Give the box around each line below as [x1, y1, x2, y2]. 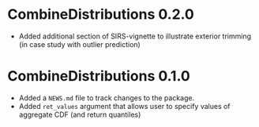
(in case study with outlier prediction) [18, 39, 141, 49]
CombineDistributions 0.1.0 [7, 67, 190, 85]
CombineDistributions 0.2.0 [7, 5, 194, 24]
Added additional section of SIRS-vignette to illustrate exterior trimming [18, 31, 252, 41]
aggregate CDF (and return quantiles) [18, 110, 141, 119]
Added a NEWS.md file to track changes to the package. [18, 93, 195, 103]
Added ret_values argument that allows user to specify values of [18, 101, 231, 111]
